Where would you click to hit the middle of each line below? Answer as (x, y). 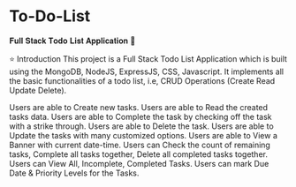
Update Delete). (38, 90)
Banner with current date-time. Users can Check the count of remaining (140, 145)
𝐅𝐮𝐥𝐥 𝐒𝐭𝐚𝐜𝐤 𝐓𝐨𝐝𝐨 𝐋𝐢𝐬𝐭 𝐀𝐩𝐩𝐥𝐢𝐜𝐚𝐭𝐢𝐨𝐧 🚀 (72, 41)
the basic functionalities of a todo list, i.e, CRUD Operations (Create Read (142, 80)
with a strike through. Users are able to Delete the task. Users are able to (141, 126)
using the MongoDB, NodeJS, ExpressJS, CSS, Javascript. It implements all (147, 71)
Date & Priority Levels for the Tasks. (74, 173)
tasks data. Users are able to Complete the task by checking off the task (140, 116)
